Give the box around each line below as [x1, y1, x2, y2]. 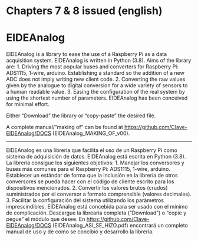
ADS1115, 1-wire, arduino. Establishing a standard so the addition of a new [6, 70, 184, 77]
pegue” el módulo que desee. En [6, 216, 85, 223]
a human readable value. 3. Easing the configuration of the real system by [6, 88, 186, 95]
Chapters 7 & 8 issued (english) [6, 4, 163, 18]
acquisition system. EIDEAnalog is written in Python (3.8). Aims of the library [6, 57, 192, 64]
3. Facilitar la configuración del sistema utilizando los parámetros [6, 197, 164, 204]
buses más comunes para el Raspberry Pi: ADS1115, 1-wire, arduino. [6, 166, 171, 173]
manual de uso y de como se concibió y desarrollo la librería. [6, 228, 154, 235]
